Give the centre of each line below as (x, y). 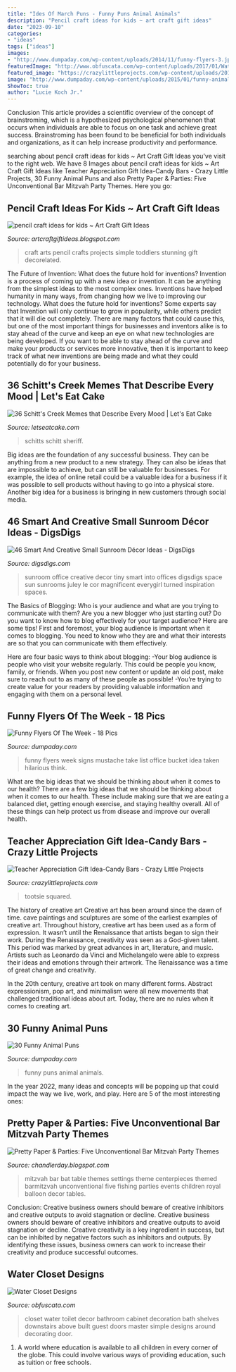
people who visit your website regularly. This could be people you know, (112, 664)
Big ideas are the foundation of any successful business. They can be (108, 455)
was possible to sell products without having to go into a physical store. (111, 484)
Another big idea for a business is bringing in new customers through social (117, 492)
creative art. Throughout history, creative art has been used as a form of (112, 925)
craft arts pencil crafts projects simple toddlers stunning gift (111, 252)
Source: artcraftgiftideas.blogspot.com (64, 239)
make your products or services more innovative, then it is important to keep (118, 348)
